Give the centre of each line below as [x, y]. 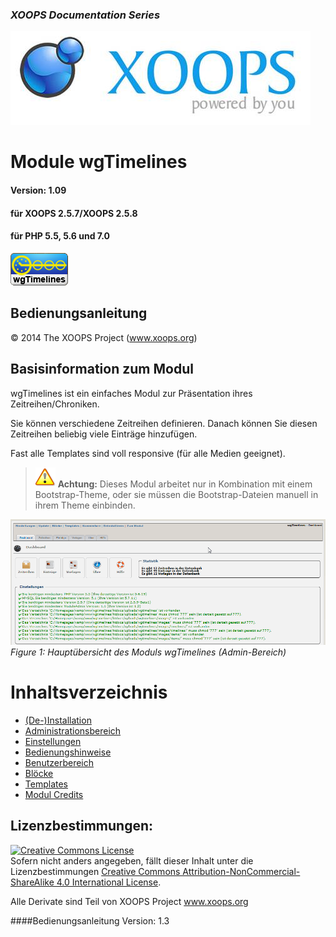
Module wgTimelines [99, 162]
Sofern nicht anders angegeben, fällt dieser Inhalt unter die [132, 860]
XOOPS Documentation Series [85, 15]
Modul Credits [54, 794]
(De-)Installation [58, 720]
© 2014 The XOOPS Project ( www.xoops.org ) [104, 337]
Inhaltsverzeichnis [89, 692]
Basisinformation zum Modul [102, 369]
